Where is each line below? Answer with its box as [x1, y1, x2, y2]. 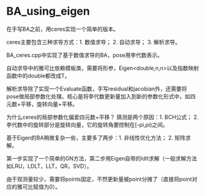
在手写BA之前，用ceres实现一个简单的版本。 [6, 25, 119, 32]
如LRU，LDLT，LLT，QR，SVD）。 [6, 162, 92, 170]
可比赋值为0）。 [22, 183, 61, 190]
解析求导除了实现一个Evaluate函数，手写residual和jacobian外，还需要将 [6, 85, 188, 92]
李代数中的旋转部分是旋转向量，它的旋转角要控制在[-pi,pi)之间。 [6, 121, 168, 128]
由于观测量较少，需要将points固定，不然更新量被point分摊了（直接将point [6, 175, 192, 183]
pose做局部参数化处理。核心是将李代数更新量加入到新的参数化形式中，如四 [6, 92, 196, 100]
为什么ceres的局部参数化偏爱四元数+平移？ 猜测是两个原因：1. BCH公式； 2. [6, 113, 199, 121]
